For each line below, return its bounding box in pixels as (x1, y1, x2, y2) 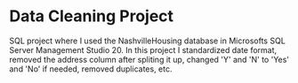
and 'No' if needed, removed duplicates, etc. (9, 64, 173, 74)
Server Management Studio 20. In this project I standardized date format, (9, 44, 278, 55)
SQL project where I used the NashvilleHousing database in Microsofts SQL (9, 35, 286, 46)
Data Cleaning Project (9, 6, 174, 26)
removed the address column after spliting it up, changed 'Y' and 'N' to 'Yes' (9, 54, 290, 64)
